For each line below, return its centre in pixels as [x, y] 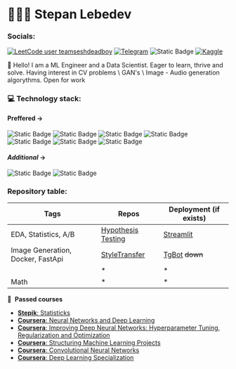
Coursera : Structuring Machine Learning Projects [89, 343]
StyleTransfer [123, 254]
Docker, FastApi [37, 259]
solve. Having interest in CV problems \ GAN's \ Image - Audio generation [113, 72]
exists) [194, 219]
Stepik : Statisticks [44, 313]
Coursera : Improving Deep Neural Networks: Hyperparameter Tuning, [119, 328]
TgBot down [183, 254]
